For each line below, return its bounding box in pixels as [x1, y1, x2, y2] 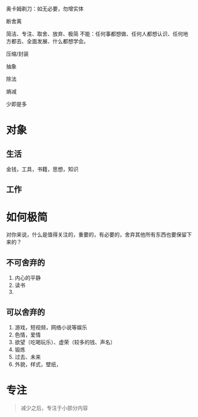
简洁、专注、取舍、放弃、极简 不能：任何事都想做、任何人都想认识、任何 [6, 30, 183, 37]
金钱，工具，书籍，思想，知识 [6, 166, 78, 173]
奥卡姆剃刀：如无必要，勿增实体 [6, 5, 84, 12]
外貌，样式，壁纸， [14, 360, 62, 368]
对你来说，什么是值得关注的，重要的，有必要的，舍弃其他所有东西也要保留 [6, 231, 187, 238]
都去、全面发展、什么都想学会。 [11, 38, 89, 44]
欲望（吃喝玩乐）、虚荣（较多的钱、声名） [14, 338, 116, 345]
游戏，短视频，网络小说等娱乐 [14, 324, 87, 331]
